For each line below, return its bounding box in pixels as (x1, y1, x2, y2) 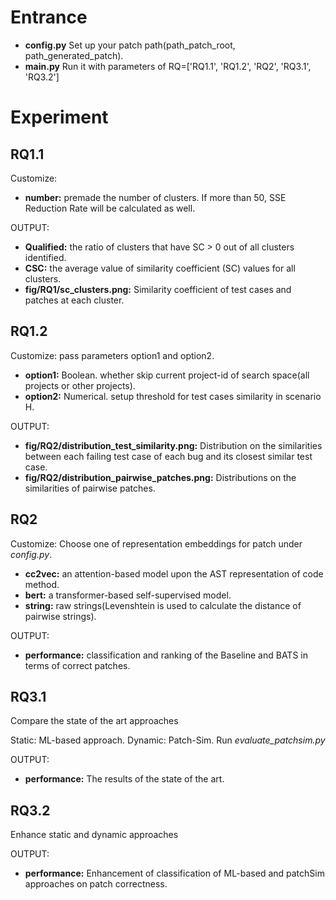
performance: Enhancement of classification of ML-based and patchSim (24, 867, 325, 880)
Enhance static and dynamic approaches (10, 829, 179, 841)
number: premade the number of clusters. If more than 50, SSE (24, 191, 287, 203)
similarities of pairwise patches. (24, 482, 156, 494)
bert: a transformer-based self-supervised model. (24, 589, 232, 601)
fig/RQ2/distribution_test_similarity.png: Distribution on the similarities (24, 439, 323, 451)
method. (24, 578, 60, 590)
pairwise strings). (24, 610, 97, 622)
